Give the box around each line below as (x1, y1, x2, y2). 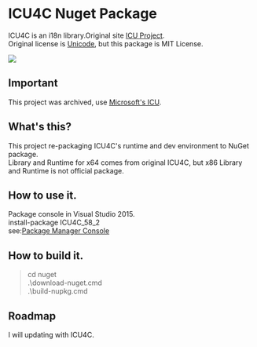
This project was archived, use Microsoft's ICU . (8, 97, 162, 107)
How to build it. (8, 249, 84, 262)
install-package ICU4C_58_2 (8, 217, 101, 228)
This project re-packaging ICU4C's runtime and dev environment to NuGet (8, 141, 250, 150)
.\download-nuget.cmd (27, 278, 102, 287)
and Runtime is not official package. (8, 166, 124, 175)
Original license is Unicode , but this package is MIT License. (8, 38, 204, 48)
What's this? (8, 120, 72, 133)
